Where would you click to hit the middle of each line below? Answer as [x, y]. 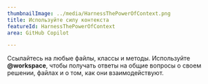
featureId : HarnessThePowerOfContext [61, 26]
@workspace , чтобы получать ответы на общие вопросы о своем [104, 65]
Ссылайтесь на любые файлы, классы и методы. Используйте [99, 59]
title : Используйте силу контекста [58, 20]
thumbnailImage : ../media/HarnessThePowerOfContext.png [89, 13]
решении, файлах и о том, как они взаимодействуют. [85, 73]
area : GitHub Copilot [38, 33]
